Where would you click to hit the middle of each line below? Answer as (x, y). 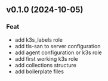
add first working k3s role (47, 58)
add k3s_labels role (39, 40)
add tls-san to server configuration (58, 46)
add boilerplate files (39, 71)
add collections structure (45, 65)
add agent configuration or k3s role (58, 52)
